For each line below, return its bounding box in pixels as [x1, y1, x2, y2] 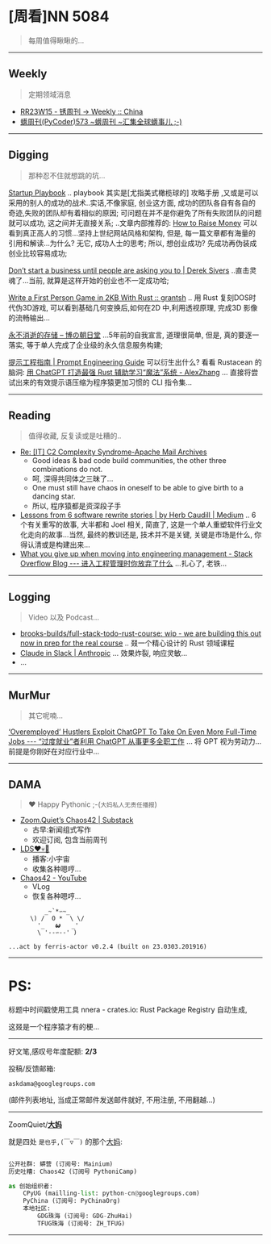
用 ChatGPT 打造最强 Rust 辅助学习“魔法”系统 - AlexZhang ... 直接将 [26, 367, 252, 377]
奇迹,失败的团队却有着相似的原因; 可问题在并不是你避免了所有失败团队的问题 [8, 207, 262, 218]
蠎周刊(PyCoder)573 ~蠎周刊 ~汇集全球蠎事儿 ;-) [19, 116, 183, 126]
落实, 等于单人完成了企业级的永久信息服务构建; [8, 340, 164, 349]
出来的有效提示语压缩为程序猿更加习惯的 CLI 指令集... [15, 377, 192, 387]
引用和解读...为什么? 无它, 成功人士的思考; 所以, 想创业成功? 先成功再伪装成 [8, 238, 257, 248]
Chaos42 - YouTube [19, 873, 87, 883]
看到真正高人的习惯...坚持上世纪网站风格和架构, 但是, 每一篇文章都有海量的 [8, 228, 256, 238]
